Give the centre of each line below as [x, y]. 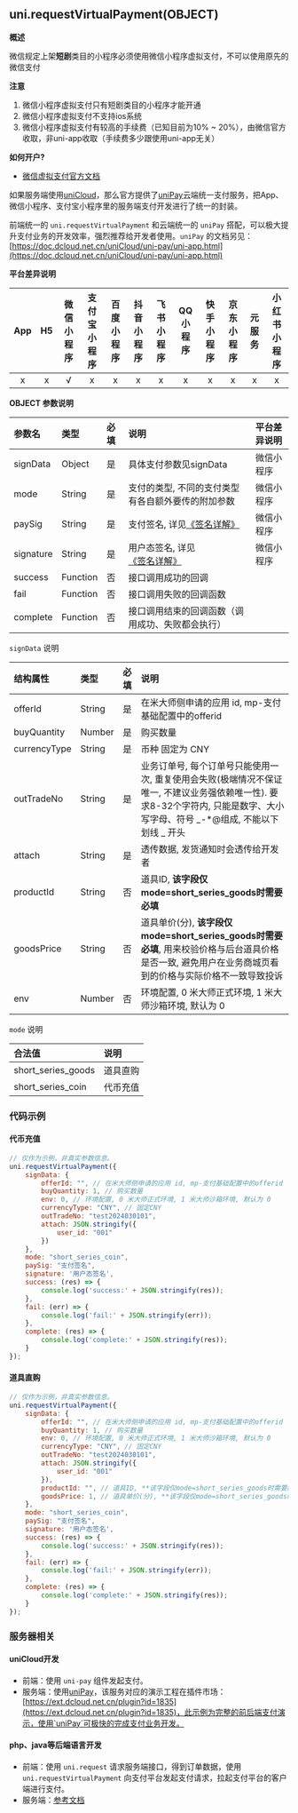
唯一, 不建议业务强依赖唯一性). [204, 792]
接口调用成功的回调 [168, 577]
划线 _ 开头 [163, 832]
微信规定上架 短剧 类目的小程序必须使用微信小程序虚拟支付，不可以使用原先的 [149, 56]
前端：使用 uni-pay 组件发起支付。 [85, 1680]
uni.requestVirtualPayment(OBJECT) [114, 15]
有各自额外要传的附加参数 [181, 501]
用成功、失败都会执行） [177, 624]
